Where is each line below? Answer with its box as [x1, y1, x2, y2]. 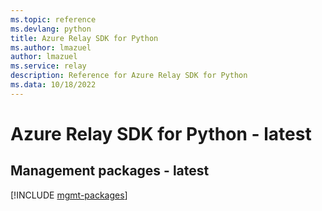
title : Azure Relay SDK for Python [10, 33, 159, 43]
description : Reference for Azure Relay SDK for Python [10, 71, 248, 81]
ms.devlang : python [10, 24, 92, 34]
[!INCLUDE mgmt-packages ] [10, 189, 128, 201]
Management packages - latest [10, 162, 210, 180]
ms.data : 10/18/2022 [10, 80, 97, 90]
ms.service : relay [10, 61, 87, 71]
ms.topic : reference [10, 14, 97, 25]
